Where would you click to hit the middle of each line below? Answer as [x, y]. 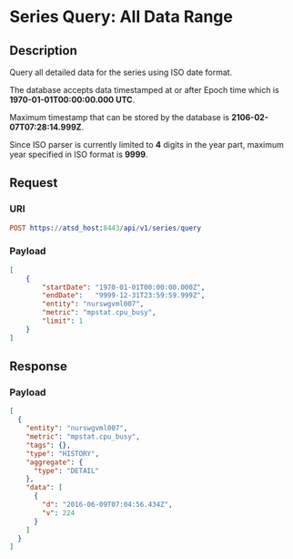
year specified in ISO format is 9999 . [79, 154]
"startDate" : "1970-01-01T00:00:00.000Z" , [124, 287]
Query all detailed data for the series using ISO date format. [121, 72]
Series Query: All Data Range [121, 17]
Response [39, 367]
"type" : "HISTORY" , [63, 453]
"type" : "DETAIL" [66, 471]
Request [34, 183]
